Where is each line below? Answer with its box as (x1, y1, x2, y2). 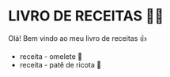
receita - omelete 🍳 (19, 51, 83, 61)
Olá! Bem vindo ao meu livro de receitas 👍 (8, 33, 147, 42)
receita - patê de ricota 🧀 (19, 60, 101, 69)
